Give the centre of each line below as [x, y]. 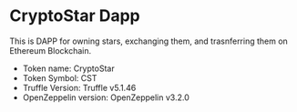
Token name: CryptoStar [69, 68]
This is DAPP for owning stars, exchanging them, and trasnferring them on [149, 41]
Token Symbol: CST [60, 77]
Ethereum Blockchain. [51, 50]
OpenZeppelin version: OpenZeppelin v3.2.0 [106, 97]
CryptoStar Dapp [75, 16]
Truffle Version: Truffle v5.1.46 [79, 87]
